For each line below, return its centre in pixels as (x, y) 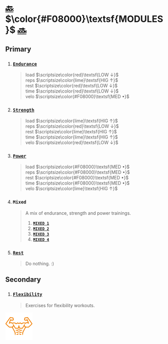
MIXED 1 (41, 223)
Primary (18, 49)
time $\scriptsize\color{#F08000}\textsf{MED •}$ (77, 183)
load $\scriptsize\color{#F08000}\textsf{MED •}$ (77, 167)
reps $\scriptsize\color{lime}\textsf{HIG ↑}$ (72, 80)
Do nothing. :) (40, 264)
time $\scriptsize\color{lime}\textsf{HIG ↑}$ (72, 137)
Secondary (23, 280)
